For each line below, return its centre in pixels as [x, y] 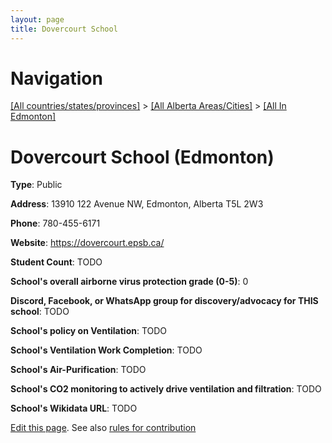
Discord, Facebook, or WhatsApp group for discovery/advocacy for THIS [164, 301]
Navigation [56, 78]
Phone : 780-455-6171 [55, 223]
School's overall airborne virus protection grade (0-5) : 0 [129, 282]
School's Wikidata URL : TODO [74, 408]
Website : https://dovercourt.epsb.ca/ [87, 243]
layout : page [37, 19]
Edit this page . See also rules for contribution [103, 428]
